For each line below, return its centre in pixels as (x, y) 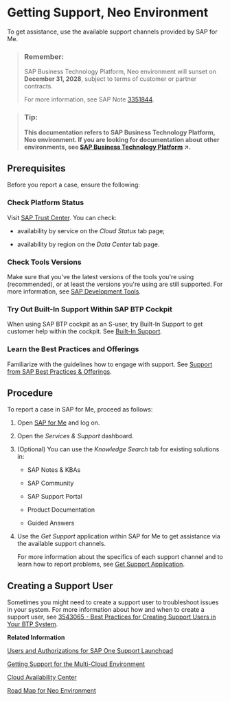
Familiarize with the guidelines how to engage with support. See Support (110, 364)
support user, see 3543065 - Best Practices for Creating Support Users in (112, 617)
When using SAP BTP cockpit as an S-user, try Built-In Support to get (105, 324)
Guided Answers (51, 523)
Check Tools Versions (44, 262)
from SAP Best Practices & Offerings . (59, 371)
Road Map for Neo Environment (51, 691)
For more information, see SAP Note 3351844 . (89, 99)
